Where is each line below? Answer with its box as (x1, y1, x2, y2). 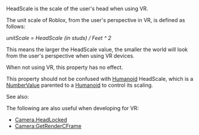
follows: (6, 23, 26, 30)
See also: (6, 93, 29, 100)
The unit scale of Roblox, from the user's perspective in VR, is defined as (6, 17, 185, 23)
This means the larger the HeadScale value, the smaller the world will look (6, 46, 188, 53)
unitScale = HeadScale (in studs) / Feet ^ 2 (6, 34, 111, 41)
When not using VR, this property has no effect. (6, 64, 123, 71)
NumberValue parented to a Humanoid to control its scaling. (6, 81, 153, 89)
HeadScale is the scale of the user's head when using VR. (6, 5, 148, 12)
